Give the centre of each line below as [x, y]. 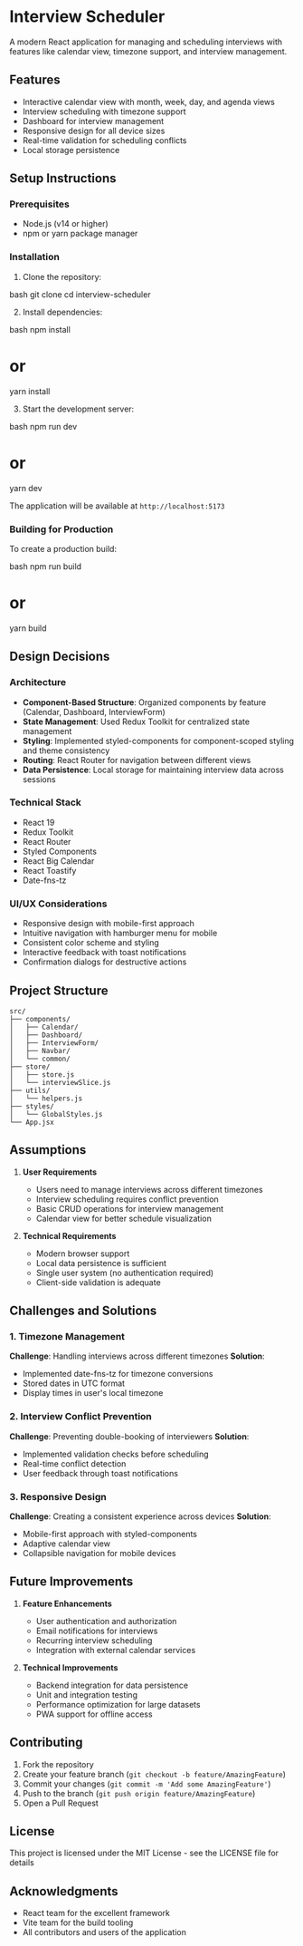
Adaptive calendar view [66, 1544]
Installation [35, 257]
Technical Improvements [70, 1667]
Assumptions [48, 1150]
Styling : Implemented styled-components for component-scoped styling [158, 741]
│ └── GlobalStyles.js [56, 1114]
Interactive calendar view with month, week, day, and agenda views [149, 102]
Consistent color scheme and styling [91, 943]
